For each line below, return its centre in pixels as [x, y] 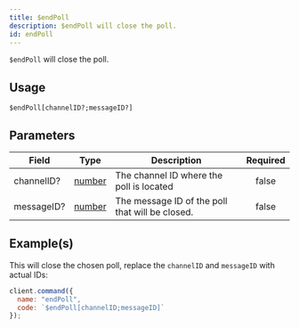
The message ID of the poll [171, 201]
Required [266, 160]
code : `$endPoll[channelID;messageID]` [91, 307]
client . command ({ [41, 291]
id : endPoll [31, 34]
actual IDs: [29, 275]
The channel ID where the [169, 175]
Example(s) [41, 244]
